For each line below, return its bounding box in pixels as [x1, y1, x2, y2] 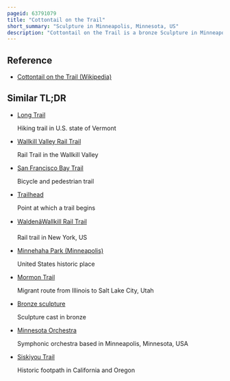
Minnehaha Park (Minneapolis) [16, 246, 104, 254]
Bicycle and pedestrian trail [16, 177, 94, 185]
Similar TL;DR [7, 93, 66, 104]
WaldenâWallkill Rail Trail [16, 217, 88, 225]
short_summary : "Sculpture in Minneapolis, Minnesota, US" [7, 23, 179, 29]
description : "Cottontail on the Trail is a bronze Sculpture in [7, 29, 197, 36]
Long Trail [16, 110, 46, 119]
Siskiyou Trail [16, 352, 55, 360]
